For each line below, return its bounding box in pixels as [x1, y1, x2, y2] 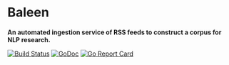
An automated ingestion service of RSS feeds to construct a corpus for [7, 28, 222, 36]
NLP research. [7, 35, 51, 44]
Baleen [7, 4, 50, 21]
